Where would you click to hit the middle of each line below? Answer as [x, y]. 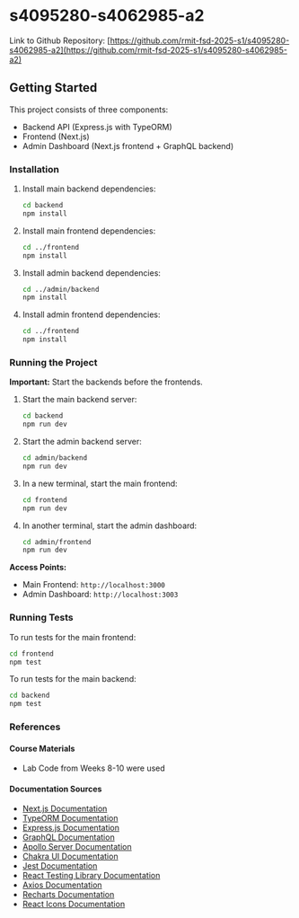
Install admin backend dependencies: [92, 273]
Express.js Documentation [70, 828]
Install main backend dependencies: [89, 189]
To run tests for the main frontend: [73, 637]
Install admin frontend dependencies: [91, 314]
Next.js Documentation [65, 808]
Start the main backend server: [79, 400]
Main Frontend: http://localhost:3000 [94, 585]
